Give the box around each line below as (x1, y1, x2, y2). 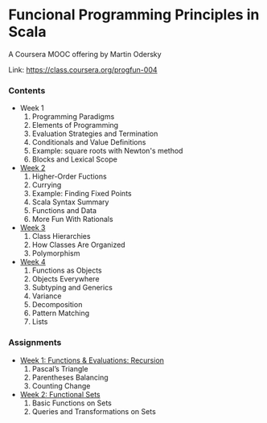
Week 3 (19, 223, 46, 232)
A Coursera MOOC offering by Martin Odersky (8, 49, 162, 59)
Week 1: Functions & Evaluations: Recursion (19, 355, 165, 365)
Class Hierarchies (31, 232, 91, 241)
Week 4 (19, 257, 46, 267)
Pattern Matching (31, 308, 90, 318)
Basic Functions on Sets (31, 398, 113, 408)
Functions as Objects (31, 265, 102, 275)
